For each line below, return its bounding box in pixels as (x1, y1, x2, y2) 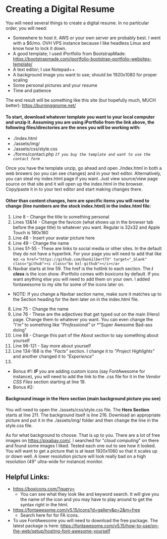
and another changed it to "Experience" (12, 353, 94, 359)
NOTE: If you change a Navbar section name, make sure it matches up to (12, 291, 162, 297)
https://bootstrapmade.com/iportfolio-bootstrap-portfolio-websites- (12, 56, 152, 62)
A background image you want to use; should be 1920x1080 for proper (12, 71, 158, 77)
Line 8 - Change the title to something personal (12, 214, 110, 220)
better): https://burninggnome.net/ (5, 102, 76, 108)
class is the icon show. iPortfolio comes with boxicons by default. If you (12, 271, 160, 277)
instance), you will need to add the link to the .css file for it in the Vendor (12, 374, 161, 380)
